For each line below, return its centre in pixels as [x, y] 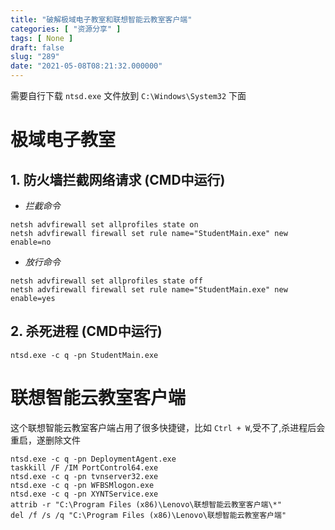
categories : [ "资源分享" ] [66, 29]
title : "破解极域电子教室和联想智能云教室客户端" [101, 19]
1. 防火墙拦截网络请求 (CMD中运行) [118, 179]
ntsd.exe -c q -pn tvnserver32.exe [84, 476]
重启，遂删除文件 [45, 440]
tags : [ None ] [42, 38]
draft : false [37, 47]
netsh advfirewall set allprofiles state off [106, 281]
